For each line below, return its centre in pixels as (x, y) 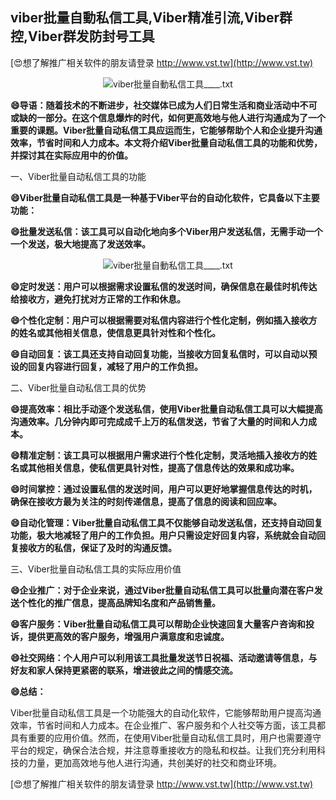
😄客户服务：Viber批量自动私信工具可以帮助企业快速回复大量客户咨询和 (158, 624)
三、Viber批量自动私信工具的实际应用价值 (96, 569)
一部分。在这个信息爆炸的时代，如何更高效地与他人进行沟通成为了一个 (181, 117)
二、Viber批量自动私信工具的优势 (78, 387)
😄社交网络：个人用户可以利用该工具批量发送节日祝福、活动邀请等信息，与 (164, 657)
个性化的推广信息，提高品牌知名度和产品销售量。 (119, 602)
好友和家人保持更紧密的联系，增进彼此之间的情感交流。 (124, 670)
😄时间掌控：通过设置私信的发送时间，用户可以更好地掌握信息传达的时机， (164, 489)
